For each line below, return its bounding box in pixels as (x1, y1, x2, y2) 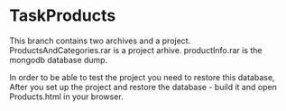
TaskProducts (9, 5, 116, 26)
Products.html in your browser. (9, 91, 124, 102)
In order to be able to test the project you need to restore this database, (9, 71, 275, 82)
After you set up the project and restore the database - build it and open (9, 81, 277, 92)
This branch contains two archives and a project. (9, 35, 191, 46)
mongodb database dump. (9, 54, 108, 65)
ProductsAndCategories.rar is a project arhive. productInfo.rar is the (9, 44, 263, 55)
